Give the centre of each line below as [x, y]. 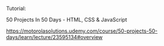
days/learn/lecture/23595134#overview [54, 37]
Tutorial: [16, 8]
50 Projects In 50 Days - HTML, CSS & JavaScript [67, 20]
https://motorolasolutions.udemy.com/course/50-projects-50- [82, 31]
